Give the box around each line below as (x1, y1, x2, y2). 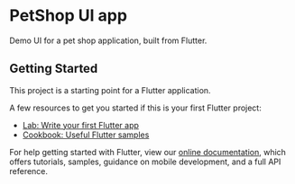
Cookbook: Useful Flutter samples (22, 129, 150, 140)
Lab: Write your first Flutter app (22, 119, 140, 130)
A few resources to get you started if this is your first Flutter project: (9, 102, 262, 113)
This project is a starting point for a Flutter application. (9, 84, 211, 95)
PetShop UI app (9, 5, 128, 26)
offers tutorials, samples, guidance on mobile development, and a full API (9, 156, 281, 167)
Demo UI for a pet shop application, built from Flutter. (9, 35, 207, 46)
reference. (9, 165, 48, 176)
